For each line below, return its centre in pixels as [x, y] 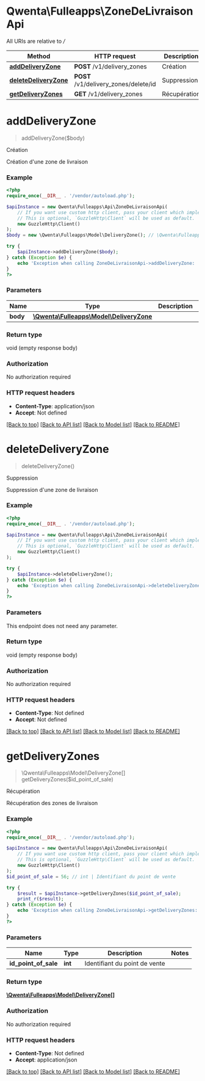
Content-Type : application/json [55, 406]
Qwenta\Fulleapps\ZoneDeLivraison [100, 11]
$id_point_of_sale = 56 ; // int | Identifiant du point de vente [91, 877]
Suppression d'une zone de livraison [52, 490]
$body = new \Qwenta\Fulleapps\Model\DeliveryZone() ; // [80, 235]
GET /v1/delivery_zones [108, 94]
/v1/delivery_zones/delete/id [115, 84]
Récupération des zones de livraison [52, 803]
